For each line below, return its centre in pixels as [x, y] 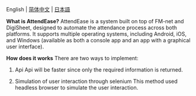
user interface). [25, 47]
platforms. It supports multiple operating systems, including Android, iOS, [97, 34]
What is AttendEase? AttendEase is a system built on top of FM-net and [95, 21]
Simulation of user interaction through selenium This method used [96, 81]
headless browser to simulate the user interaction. [76, 88]
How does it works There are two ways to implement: [72, 58]
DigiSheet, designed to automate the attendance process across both [92, 27]
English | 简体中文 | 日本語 [38, 9]
